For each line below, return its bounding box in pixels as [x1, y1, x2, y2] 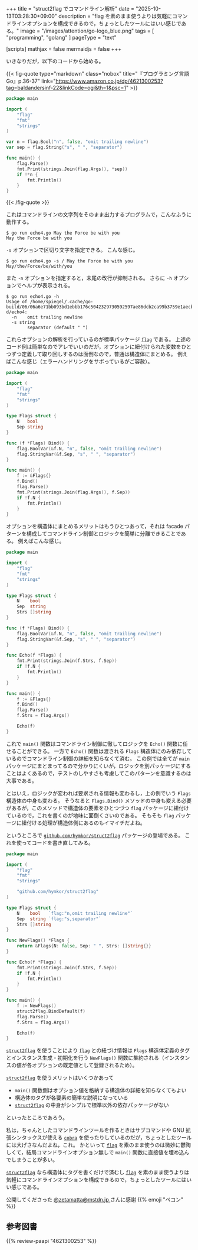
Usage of [6, 299, 28, 305]
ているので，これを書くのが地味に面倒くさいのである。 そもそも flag [6, 811, 174, 819]
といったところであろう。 [6, 1114, 68, 1121]
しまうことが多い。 [11, 1156, 58, 1163]
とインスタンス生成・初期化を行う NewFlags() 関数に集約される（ [6, 1054, 164, 1061]
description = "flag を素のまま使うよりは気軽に [58, 12, 173, 20]
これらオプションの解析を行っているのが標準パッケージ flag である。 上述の [6, 336, 192, 343]
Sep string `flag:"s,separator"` [16, 915, 101, 922]
